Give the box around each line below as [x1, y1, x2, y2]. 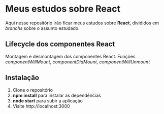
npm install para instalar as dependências [12, 92, 101, 98]
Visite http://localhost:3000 [12, 103, 70, 109]
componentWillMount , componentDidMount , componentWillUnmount [5, 59, 150, 65]
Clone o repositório [12, 87, 53, 93]
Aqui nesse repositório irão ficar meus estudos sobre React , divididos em [5, 20, 159, 26]
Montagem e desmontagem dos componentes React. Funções [5, 53, 136, 59]
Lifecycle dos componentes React [5, 40, 115, 49]
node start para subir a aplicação [12, 97, 83, 104]
